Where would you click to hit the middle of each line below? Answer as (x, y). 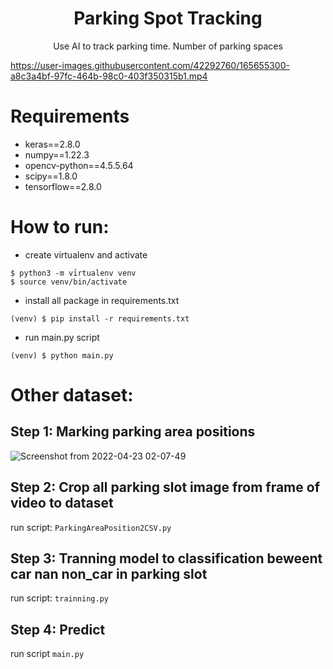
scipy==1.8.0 (51, 176)
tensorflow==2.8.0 (63, 186)
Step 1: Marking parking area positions (133, 432)
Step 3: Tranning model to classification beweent (166, 558)
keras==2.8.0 (52, 144)
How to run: (60, 227)
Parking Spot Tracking (168, 18)
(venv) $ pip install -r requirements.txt (100, 318)
